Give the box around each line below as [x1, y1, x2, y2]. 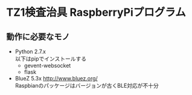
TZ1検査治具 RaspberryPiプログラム [6, 5, 186, 19]
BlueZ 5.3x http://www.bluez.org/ [14, 75, 98, 82]
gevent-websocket [24, 62, 71, 69]
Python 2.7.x [14, 48, 46, 55]
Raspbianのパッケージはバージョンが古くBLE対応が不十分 [14, 82, 159, 89]
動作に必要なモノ [6, 31, 70, 42]
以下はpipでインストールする [14, 55, 87, 62]
